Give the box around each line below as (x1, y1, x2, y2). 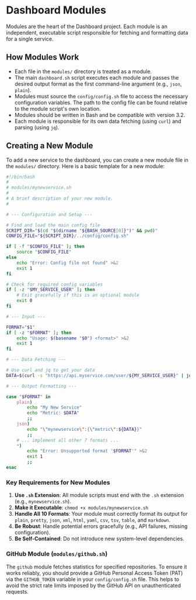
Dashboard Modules (6, 4, 107, 17)
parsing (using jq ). (14, 124, 60, 131)
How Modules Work (6, 52, 79, 62)
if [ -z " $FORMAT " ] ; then (6, 330, 72, 335)
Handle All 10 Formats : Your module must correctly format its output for (14, 510, 188, 517)
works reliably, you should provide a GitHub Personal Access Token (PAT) (6, 569, 183, 577)
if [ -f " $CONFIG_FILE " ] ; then (6, 244, 85, 249)
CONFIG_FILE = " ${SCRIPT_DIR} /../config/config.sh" (6, 233, 129, 239)
